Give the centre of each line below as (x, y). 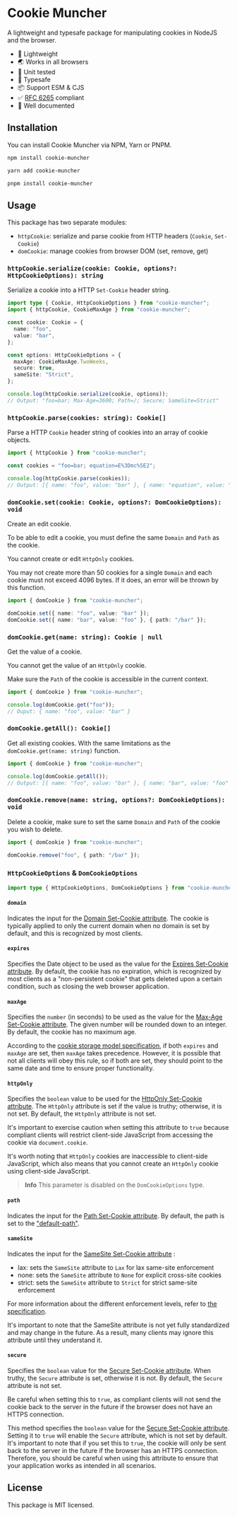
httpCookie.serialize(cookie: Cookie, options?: (92, 269)
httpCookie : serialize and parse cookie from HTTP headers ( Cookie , (115, 236)
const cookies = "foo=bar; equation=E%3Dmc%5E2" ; (82, 466)
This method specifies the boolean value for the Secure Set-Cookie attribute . (119, 1428)
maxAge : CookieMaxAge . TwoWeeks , (61, 361)
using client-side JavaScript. (49, 1171)
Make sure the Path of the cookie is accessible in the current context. (108, 679)
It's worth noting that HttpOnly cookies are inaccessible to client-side (108, 1156)
